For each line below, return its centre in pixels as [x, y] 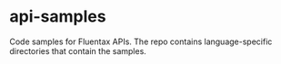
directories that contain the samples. [78, 50]
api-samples [58, 17]
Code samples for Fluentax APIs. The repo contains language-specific [141, 41]
